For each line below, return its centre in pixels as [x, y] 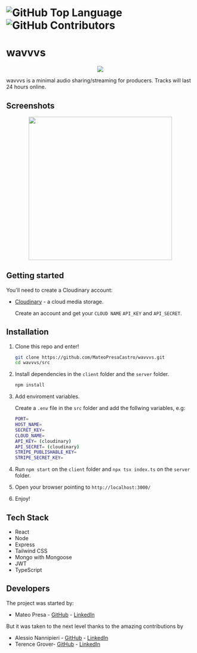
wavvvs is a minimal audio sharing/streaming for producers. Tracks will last [98, 81]
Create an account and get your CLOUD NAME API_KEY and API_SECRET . [98, 313]
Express [25, 544]
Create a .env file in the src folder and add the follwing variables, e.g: [100, 408]
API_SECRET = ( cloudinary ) [47, 447]
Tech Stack [27, 517]
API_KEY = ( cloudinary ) [43, 441]
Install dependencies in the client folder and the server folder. [92, 374]
